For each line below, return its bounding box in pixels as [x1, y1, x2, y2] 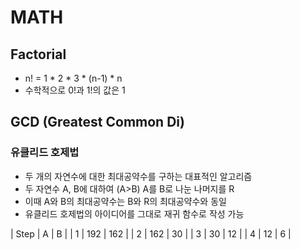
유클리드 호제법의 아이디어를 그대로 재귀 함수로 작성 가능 [24, 207, 245, 220]
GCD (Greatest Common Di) [10, 114, 185, 131]
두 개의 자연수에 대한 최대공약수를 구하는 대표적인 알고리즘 [24, 170, 253, 182]
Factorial [10, 46, 67, 63]
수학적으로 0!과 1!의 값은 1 [24, 84, 126, 96]
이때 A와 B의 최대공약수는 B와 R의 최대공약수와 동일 [24, 195, 227, 207]
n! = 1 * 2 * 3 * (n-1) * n [24, 72, 123, 84]
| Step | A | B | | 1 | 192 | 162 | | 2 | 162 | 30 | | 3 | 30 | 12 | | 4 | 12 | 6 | [10, 227, 292, 240]
